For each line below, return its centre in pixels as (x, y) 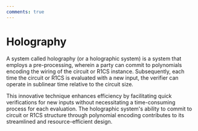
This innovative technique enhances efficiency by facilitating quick (89, 96)
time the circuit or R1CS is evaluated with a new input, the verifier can (93, 78)
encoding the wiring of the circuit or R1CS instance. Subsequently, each (95, 71)
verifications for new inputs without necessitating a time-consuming (91, 102)
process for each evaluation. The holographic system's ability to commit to (99, 109)
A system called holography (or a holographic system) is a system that (94, 59)
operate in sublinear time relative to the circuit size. (70, 84)
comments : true (25, 12)
